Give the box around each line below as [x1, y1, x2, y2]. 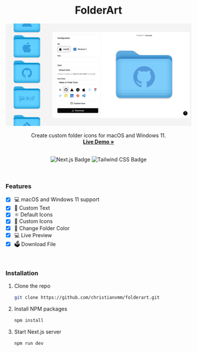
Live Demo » [83, 138, 114, 146]
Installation [5, 269, 39, 277]
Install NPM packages [14, 305, 67, 312]
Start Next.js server [14, 328, 62, 335]
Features [5, 182, 32, 190]
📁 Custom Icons [14, 218, 53, 225]
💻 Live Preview [14, 231, 52, 238]
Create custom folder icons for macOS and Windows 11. [31, 132, 166, 139]
